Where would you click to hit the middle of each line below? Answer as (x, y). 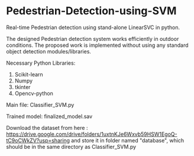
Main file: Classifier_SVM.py (40, 104)
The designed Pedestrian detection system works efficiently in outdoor (93, 39)
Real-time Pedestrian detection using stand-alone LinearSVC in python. (93, 27)
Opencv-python (34, 93)
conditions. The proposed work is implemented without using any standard (97, 45)
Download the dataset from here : (47, 128)
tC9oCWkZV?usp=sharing (38, 140)
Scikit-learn (29, 74)
